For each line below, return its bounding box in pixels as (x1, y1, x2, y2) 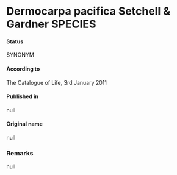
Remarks (6, 149, 34, 157)
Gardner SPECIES (6, 17, 96, 31)
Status (6, 38, 24, 45)
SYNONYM (6, 51, 35, 59)
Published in (6, 93, 38, 100)
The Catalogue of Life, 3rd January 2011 (6, 79, 107, 86)
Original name (6, 120, 43, 127)
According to (6, 65, 40, 73)
